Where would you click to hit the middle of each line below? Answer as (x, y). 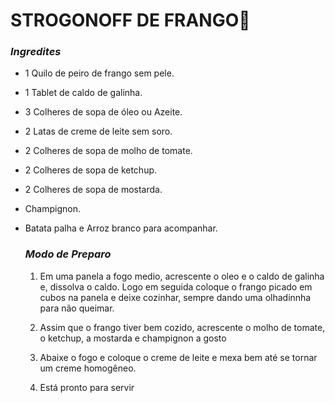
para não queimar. (77, 308)
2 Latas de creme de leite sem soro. (98, 131)
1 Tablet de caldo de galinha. (83, 93)
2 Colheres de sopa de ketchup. (91, 170)
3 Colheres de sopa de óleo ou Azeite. (103, 112)
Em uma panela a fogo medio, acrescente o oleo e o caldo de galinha (182, 276)
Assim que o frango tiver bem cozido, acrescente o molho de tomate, (182, 327)
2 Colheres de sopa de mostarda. (93, 190)
